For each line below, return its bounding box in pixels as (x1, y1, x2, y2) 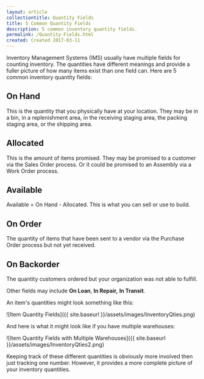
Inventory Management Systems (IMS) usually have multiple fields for (6, 54, 181, 61)
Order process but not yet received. (6, 242, 96, 249)
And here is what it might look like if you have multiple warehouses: (6, 323, 175, 330)
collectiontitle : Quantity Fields (6, 15, 94, 21)
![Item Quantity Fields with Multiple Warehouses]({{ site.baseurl (6, 334, 166, 342)
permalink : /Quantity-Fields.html (6, 32, 94, 38)
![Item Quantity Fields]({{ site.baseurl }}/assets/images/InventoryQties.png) (6, 311, 195, 318)
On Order (6, 218, 42, 229)
